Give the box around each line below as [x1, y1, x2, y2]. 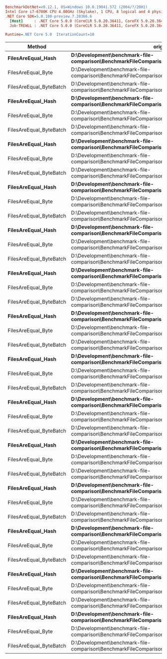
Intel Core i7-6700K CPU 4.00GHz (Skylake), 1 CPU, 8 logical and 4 [5, 9, 150, 14]
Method [27, 43, 47, 50]
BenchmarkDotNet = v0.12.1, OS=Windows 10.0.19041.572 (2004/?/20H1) [5, 4, 148, 9]
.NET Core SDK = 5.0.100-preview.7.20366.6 [5, 13, 92, 19]
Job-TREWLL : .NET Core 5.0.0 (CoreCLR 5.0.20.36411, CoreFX [9, 23, 139, 28]
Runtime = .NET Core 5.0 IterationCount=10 [5, 32, 94, 37]
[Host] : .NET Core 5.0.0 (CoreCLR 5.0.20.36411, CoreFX [9, 18, 139, 23]
